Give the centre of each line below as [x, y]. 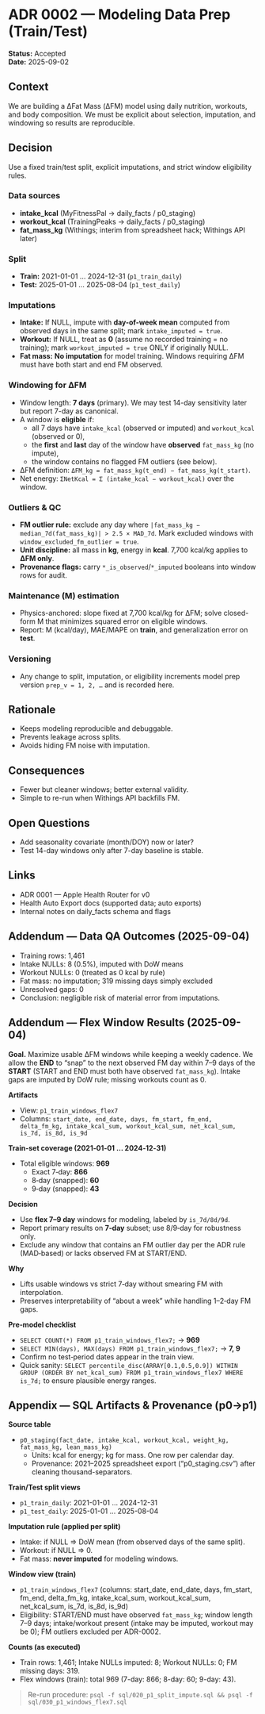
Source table [30, 1424]
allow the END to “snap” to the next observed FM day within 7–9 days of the [132, 1063]
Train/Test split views [44, 1487]
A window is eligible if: [57, 419]
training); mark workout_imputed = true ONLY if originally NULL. [124, 348]
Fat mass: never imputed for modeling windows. [99, 1559]
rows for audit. [43, 575]
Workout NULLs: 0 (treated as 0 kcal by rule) [93, 972]
